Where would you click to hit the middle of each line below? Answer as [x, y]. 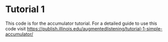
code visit [16, 28]
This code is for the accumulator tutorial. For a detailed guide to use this [81, 23]
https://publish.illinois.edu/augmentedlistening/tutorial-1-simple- [95, 28]
